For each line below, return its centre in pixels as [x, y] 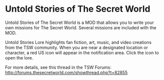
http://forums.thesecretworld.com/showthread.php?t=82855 [66, 72]
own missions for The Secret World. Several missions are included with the [81, 27]
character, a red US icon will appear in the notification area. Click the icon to [82, 53]
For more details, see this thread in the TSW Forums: [58, 67]
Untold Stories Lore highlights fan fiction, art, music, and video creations [78, 42]
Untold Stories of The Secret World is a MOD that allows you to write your [80, 22]
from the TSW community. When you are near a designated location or [77, 47]
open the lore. [19, 58]
